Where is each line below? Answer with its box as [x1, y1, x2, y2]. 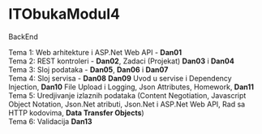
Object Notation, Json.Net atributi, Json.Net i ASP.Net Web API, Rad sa [8, 99, 246, 109]
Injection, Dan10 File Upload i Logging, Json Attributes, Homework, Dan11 [8, 82, 254, 92]
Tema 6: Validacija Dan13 [8, 116, 92, 126]
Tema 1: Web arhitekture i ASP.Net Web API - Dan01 [8, 47, 183, 57]
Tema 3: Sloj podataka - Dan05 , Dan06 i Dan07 [8, 64, 169, 74]
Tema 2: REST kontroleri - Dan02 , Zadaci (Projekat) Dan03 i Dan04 [8, 56, 235, 66]
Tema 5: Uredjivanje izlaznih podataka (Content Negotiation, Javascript [8, 90, 247, 100]
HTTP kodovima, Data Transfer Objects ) [8, 107, 144, 118]
